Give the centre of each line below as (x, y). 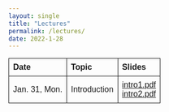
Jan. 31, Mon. (38, 89)
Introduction (92, 89)
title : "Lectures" (39, 24)
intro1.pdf (139, 85)
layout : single (34, 16)
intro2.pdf (139, 94)
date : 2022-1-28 (36, 39)
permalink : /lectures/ (47, 31)
